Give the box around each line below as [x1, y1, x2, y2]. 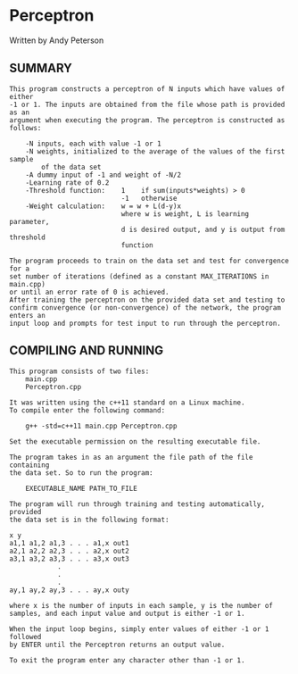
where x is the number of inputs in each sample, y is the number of [9, 601, 274, 610]
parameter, [9, 217, 50, 226]
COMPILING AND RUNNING [9, 343, 163, 358]
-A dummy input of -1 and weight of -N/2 [25, 171, 181, 179]
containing [9, 461, 50, 470]
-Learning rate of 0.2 [25, 178, 110, 187]
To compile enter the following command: [9, 405, 166, 415]
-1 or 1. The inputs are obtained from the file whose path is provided [9, 100, 286, 109]
